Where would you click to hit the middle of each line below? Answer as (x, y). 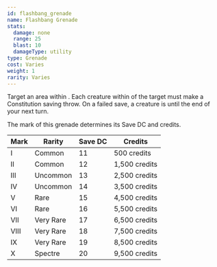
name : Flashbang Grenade (42, 20)
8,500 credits (136, 242)
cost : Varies (26, 65)
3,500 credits (136, 187)
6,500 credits (136, 220)
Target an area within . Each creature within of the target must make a (105, 97)
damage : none (32, 33)
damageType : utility (42, 52)
